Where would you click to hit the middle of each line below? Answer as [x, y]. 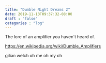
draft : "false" [21, 18]
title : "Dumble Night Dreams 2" [38, 9]
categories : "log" [25, 23]
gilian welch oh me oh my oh [33, 56]
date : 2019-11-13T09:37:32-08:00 [39, 14]
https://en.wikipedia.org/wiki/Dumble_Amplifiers [53, 46]
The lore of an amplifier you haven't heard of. [50, 37]
